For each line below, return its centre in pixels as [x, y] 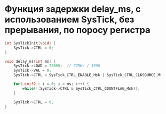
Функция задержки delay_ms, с [73, 9]
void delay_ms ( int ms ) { [30, 61]
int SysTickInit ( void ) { [30, 43]
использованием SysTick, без [69, 19]
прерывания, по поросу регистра [78, 30]
